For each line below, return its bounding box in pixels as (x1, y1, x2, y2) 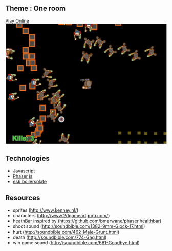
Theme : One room (5, 4, 66, 13)
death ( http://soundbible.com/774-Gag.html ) (12, 234, 107, 240)
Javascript (12, 168, 35, 174)
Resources (5, 193, 40, 202)
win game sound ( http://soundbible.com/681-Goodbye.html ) (12, 239, 140, 245)
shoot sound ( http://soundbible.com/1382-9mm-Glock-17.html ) (12, 223, 145, 229)
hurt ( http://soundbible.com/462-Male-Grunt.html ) (12, 228, 120, 235)
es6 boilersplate (12, 179, 47, 185)
